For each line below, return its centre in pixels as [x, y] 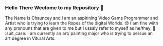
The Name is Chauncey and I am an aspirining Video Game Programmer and [81, 18]
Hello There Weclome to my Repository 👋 [54, 8]
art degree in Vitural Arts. [30, 38]
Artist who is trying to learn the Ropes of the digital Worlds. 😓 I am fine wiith [82, 23]
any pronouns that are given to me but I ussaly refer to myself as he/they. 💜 [80, 28]
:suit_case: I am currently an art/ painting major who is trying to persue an [79, 34]
